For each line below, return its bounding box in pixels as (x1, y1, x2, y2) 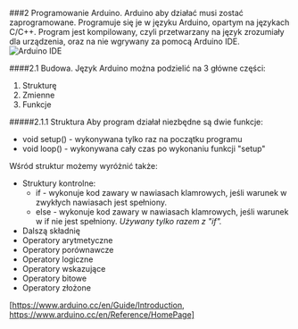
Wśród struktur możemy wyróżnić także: (9, 161, 158, 171)
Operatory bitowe (21, 273, 87, 283)
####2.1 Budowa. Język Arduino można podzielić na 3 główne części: (9, 63, 266, 73)
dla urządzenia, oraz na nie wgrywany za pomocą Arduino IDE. (9, 36, 240, 46)
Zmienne (21, 89, 55, 100)
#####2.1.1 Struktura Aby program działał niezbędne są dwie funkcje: (9, 116, 263, 127)
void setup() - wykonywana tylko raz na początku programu (21, 134, 243, 144)
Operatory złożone (21, 283, 92, 293)
